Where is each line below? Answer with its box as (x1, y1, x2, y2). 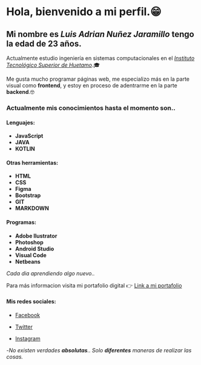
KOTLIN (15, 145, 35, 153)
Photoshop (15, 238, 44, 246)
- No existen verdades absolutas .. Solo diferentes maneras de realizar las (6, 346, 192, 353)
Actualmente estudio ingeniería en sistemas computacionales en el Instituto (6, 55, 195, 62)
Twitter (15, 323, 33, 330)
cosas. (6, 353, 23, 360)
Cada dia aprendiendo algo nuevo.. (6, 269, 95, 277)
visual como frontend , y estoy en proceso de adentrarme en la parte (6, 82, 177, 89)
